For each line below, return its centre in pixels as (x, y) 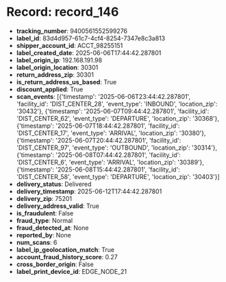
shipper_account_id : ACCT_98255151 (70, 45)
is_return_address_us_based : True (66, 82)
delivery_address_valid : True (58, 206)
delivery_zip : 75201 (44, 198)
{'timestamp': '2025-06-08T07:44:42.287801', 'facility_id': (98, 154)
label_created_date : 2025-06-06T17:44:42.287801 (89, 53)
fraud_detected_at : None (52, 228)
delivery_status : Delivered (54, 184)
